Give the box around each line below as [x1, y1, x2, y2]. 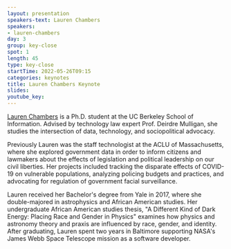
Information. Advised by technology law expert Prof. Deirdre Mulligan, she [7, 120, 218, 128]
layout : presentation [7, 10, 70, 17]
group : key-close [7, 42, 57, 49]
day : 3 [7, 36, 26, 43]
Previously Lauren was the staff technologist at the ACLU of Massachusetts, [7, 141, 224, 148]
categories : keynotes [7, 74, 70, 81]
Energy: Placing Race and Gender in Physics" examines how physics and [7, 212, 216, 221]
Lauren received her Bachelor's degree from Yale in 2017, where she [7, 190, 202, 199]
